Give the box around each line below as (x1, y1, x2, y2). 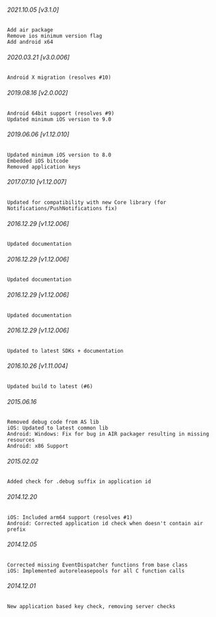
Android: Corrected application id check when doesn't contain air (7, 520, 204, 527)
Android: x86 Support (7, 442, 69, 450)
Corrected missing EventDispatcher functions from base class (7, 562, 188, 568)
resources (7, 437, 36, 444)
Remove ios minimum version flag (7, 33, 103, 40)
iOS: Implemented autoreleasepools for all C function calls (7, 567, 185, 575)
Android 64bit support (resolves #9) (7, 110, 115, 116)
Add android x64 (7, 38, 53, 46)
